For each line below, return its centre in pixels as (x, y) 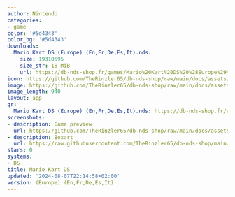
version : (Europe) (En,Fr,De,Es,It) (60, 182)
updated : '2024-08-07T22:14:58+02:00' (64, 176)
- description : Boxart (40, 137)
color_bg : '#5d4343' (37, 40)
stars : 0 (20, 150)
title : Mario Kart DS (39, 169)
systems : (20, 157)
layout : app (24, 98)
